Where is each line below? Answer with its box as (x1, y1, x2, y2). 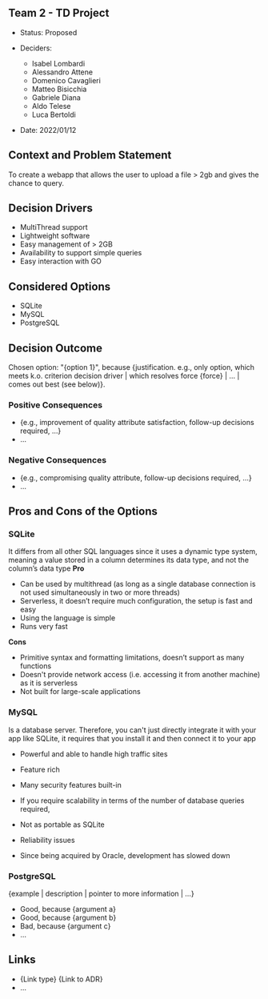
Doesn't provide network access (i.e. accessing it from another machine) (19, 670, 261, 680)
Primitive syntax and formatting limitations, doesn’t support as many (19, 652, 245, 663)
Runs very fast (19, 622, 68, 632)
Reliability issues (19, 835, 75, 845)
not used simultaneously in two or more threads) (19, 588, 180, 597)
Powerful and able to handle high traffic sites (19, 748, 168, 759)
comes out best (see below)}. (8, 379, 106, 389)
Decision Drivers (8, 202, 94, 215)
